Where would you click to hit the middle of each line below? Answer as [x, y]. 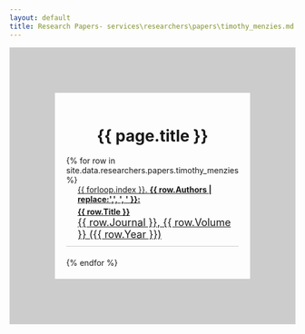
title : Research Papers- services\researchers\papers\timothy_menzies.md [152, 26]
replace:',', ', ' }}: [109, 200]
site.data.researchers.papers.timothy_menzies [152, 171]
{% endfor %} [92, 263]
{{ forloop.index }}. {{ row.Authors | [145, 190]
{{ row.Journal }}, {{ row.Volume [154, 223]
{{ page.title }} [152, 136]
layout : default [40, 18]
